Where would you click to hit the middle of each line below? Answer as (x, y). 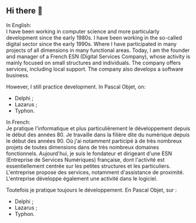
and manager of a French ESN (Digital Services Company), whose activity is (98, 56)
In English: (19, 25)
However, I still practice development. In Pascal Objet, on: (76, 87)
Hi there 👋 (24, 11)
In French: (18, 122)
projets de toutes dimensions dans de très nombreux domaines (83, 147)
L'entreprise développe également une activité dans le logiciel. (82, 178)
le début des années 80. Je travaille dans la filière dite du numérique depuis (98, 135)
